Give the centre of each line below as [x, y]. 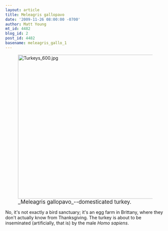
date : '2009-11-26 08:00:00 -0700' [43, 19]
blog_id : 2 [17, 33]
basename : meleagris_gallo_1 [36, 43]
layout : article [22, 10]
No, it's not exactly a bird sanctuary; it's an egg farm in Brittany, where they [84, 212]
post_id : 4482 [20, 38]
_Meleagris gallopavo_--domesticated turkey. [75, 202]
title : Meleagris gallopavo [35, 15]
